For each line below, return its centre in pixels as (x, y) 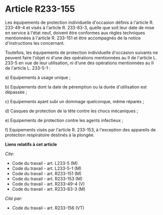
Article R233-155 (40, 9)
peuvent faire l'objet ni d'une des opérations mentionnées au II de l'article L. (81, 57)
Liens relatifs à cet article (31, 144)
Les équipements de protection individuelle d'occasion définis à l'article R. (79, 22)
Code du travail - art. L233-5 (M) (45, 163)
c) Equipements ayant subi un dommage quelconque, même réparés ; (75, 101)
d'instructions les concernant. (35, 43)
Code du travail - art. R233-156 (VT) (48, 208)
